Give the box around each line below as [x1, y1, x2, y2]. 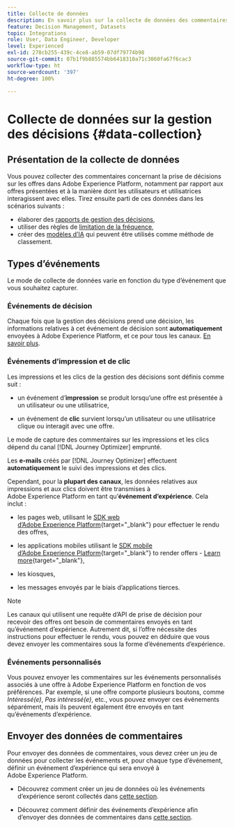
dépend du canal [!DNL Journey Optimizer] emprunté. [7, 442, 162, 451]
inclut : [7, 499, 26, 508]
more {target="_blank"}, [17, 556, 85, 564]
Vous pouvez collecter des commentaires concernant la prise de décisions [7, 172, 221, 181]
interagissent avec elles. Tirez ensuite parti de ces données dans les [7, 195, 204, 203]
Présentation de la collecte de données [7, 153, 180, 165]
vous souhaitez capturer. [7, 284, 79, 292]
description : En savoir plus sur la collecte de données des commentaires [7, 17, 229, 24]
